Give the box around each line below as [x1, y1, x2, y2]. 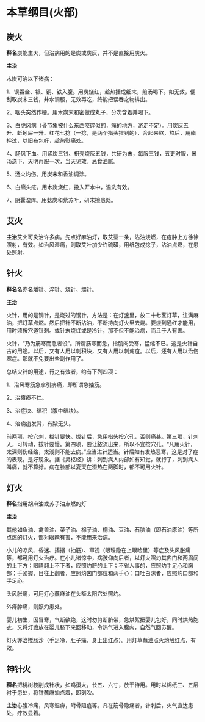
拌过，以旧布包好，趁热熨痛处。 [6, 137, 87, 144]
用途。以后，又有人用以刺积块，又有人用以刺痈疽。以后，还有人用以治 [16, 347, 193, 355]
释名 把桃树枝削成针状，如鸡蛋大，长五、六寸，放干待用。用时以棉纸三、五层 [6, 681, 199, 688]
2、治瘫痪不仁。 [6, 394, 48, 401]
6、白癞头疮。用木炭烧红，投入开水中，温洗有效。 [6, 184, 133, 190]
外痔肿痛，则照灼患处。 [6, 603, 65, 610]
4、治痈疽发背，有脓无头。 [6, 419, 74, 427]
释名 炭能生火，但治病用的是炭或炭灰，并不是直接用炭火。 [6, 49, 151, 56]
